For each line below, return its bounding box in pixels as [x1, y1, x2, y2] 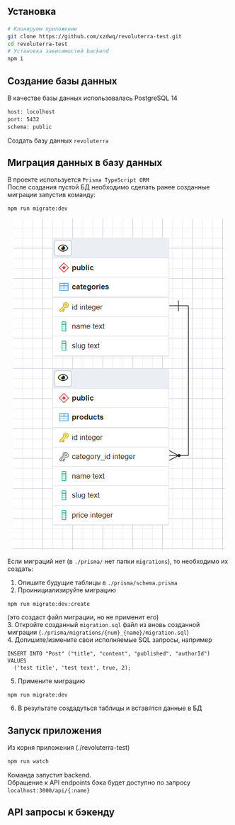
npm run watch [7, 758, 50, 765]
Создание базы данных [7, 74, 118, 87]
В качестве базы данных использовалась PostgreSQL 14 [7, 94, 178, 102]
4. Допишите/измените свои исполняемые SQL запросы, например [7, 636, 212, 644]
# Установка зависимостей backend [7, 48, 110, 55]
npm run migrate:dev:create [7, 601, 91, 608]
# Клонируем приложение [7, 25, 78, 33]
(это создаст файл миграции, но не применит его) [7, 613, 159, 621]
